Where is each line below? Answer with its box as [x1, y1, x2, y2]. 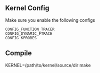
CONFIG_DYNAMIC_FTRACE [5, 31, 52, 36]
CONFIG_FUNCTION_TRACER [5, 27, 55, 32]
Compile [5, 49, 32, 58]
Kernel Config [5, 4, 49, 12]
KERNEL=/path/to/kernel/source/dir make [5, 62, 91, 68]
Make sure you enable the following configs [5, 17, 95, 23]
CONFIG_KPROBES [5, 35, 37, 40]
